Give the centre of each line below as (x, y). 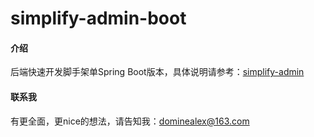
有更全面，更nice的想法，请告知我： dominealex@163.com (130, 121)
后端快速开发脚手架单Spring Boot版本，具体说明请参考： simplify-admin (157, 72)
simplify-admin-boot (98, 18)
